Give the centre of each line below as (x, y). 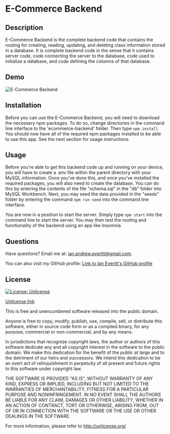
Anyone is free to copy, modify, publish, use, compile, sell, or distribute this (84, 321)
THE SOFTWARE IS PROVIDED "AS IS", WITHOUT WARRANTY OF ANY (79, 379)
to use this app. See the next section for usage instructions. (67, 139)
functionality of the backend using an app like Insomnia (63, 226)
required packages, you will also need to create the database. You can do (82, 184)
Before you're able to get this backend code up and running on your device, (84, 167)
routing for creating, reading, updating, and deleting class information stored (85, 45)
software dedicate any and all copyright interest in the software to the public (85, 347)
